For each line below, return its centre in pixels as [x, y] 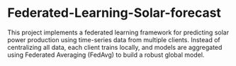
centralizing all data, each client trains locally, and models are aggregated [115, 47]
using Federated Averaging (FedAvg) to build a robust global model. [106, 55]
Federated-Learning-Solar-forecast [114, 13]
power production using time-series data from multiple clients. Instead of [114, 39]
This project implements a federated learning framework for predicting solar [118, 32]
